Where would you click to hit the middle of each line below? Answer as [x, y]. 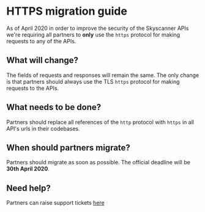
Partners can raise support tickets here [56, 203]
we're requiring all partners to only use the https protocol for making [93, 34]
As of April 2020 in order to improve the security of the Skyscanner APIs [98, 28]
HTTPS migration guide [67, 11]
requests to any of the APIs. [41, 41]
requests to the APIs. [33, 88]
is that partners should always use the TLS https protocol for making [93, 81]
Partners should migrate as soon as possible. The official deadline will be [99, 163]
